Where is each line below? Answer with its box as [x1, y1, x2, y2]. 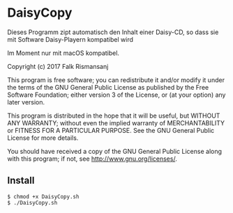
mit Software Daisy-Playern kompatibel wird [7, 35, 134, 43]
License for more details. [7, 134, 79, 142]
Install [7, 175, 35, 187]
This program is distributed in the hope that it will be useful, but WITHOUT [7, 111, 220, 120]
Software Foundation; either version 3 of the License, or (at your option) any [7, 90, 226, 99]
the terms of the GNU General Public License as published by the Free [7, 83, 209, 91]
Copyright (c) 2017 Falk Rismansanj [7, 62, 109, 70]
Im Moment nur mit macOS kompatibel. [7, 49, 120, 57]
